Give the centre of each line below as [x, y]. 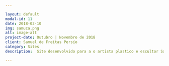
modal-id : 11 [19, 19]
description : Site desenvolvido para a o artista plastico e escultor [82, 51]
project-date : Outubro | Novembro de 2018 [50, 37]
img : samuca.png [22, 28]
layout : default [22, 14]
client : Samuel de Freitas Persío [41, 42]
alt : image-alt [21, 33]
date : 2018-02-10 [23, 23]
